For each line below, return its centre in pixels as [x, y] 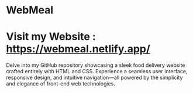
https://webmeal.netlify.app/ [78, 49]
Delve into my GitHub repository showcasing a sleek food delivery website [96, 65]
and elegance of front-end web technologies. [61, 84]
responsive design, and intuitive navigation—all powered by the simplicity [94, 78]
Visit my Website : [51, 37]
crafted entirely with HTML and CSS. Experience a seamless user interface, [97, 71]
